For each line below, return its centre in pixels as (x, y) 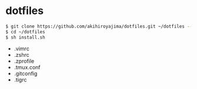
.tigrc (20, 80)
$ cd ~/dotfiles (25, 32)
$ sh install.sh (25, 37)
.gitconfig (26, 73)
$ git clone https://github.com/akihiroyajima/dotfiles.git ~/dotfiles (95, 26)
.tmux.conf (27, 67)
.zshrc (22, 54)
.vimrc (22, 49)
